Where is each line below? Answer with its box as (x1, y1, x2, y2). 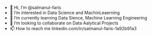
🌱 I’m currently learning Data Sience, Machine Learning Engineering (9, 15, 148, 20)
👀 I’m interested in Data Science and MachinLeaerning (9, 10, 120, 16)
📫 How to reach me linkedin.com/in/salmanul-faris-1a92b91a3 (9, 26, 137, 31)
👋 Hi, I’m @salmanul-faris (9, 5, 61, 10)
